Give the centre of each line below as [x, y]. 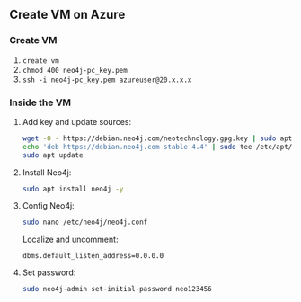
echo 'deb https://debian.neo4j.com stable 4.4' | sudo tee [137, 147]
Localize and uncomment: [70, 240]
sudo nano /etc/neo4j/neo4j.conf [85, 222]
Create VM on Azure [67, 15]
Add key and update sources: [77, 121]
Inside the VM [40, 102]
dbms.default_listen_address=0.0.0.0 [93, 256]
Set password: [49, 272]
